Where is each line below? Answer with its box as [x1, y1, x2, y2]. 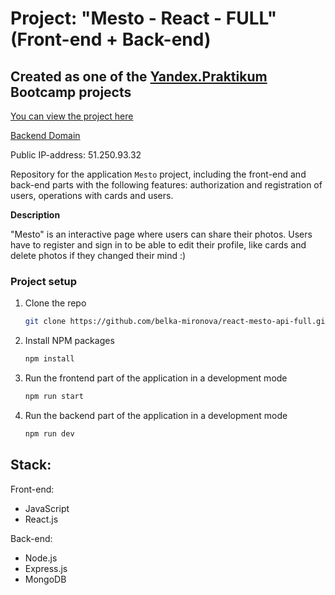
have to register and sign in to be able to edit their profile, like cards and [10, 239, 307, 251]
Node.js [24, 552, 58, 564]
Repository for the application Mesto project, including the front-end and [10, 168, 307, 180]
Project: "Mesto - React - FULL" [10, 7, 278, 30]
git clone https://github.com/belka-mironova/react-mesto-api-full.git [24, 317, 330, 327]
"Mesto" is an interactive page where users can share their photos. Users [10, 228, 313, 240]
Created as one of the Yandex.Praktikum [10, 68, 268, 85]
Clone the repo [24, 297, 87, 309]
